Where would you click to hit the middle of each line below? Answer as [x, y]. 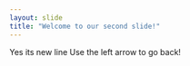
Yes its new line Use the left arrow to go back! [95, 52]
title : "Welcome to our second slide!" [85, 26]
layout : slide [36, 18]
